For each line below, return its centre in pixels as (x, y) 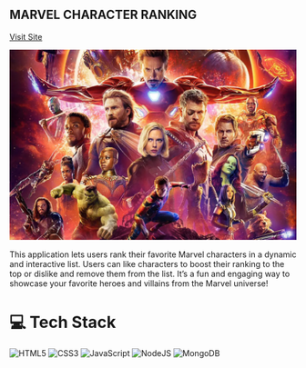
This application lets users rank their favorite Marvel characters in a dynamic (153, 254)
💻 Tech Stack (63, 322)
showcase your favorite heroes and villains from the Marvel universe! (139, 283)
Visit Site (26, 36)
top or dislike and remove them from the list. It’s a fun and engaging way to (150, 274)
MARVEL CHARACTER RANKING (103, 15)
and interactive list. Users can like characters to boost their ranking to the (147, 264)
